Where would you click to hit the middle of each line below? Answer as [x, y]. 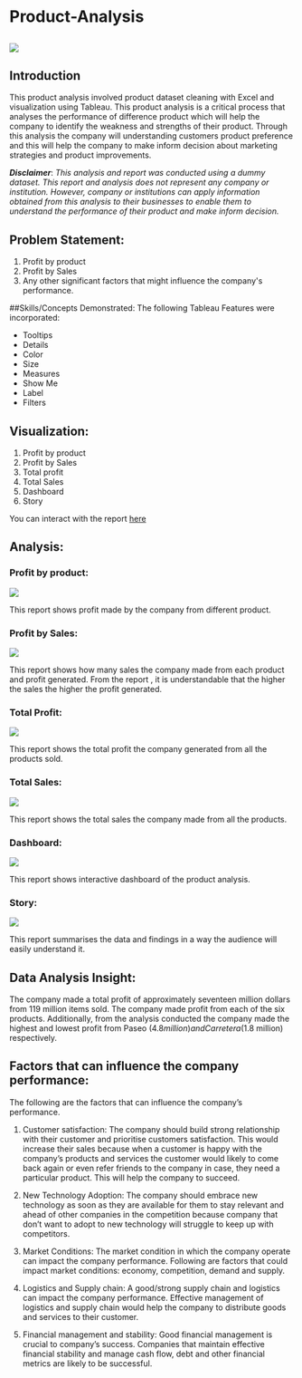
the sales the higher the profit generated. [86, 689]
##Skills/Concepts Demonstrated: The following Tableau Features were [142, 308]
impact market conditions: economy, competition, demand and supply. [154, 1270]
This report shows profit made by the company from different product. [140, 610]
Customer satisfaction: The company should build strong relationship [151, 1129]
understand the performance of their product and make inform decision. [144, 211]
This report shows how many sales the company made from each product [147, 670]
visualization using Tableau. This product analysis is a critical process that [147, 107]
